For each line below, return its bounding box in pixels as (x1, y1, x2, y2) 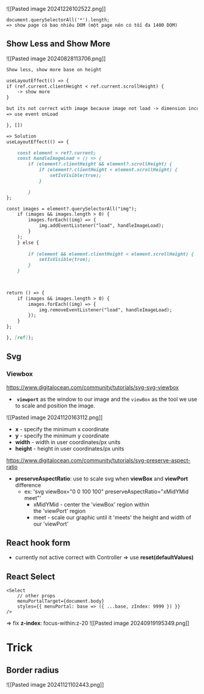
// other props (17, 593, 56, 599)
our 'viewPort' (33, 520, 69, 527)
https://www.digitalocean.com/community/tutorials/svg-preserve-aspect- (6, 456, 191, 464)
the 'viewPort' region (33, 507, 86, 515)
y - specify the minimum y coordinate (15, 432, 109, 439)
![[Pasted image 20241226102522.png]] (6, 5, 106, 12)
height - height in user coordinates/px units (15, 445, 124, 452)
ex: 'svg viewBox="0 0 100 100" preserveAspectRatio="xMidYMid (24, 488, 189, 495)
